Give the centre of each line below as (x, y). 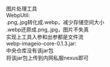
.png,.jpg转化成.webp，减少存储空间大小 (55, 22)
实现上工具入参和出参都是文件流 (45, 37)
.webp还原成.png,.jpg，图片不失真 (48, 29)
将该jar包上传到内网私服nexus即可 (47, 58)
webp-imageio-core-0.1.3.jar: (41, 43)
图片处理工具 (21, 9)
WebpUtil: (18, 15)
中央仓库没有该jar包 (30, 51)
